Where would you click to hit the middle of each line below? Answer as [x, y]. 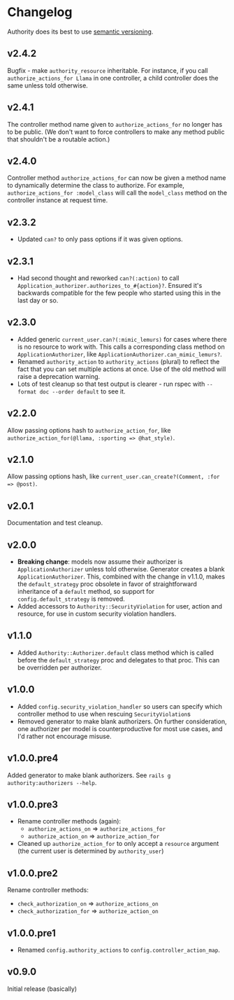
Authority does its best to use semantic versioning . [80, 32]
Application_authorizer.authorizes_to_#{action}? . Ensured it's [110, 285]
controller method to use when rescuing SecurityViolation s [104, 714]
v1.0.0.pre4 [33, 758]
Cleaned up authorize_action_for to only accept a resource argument [118, 844]
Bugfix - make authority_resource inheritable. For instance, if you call [108, 70]
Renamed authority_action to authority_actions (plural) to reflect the [118, 361]
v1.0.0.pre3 [32, 804]
